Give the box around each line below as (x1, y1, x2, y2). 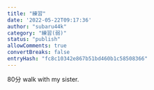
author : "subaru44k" (7, 23, 68, 30)
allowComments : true (7, 42, 68, 49)
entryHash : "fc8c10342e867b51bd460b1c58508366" (7, 55, 148, 62)
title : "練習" (7, 10, 47, 17)
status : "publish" (7, 36, 61, 43)
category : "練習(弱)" (7, 29, 67, 37)
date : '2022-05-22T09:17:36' (7, 17, 92, 24)
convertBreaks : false (7, 49, 70, 56)
